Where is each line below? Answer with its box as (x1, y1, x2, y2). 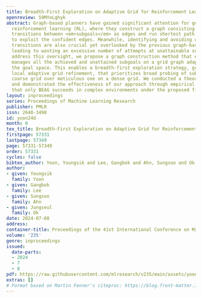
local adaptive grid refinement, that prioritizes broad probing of (11, 70, 187, 76)
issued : (6, 243, 26, 249)
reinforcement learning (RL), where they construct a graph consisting (11, 25, 195, 32)
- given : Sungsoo (6, 193, 50, 199)
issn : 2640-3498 (6, 109, 47, 115)
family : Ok (11, 210, 39, 216)
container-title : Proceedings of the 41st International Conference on (6, 227, 189, 233)
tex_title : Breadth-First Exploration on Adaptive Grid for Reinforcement (6, 126, 198, 132)
